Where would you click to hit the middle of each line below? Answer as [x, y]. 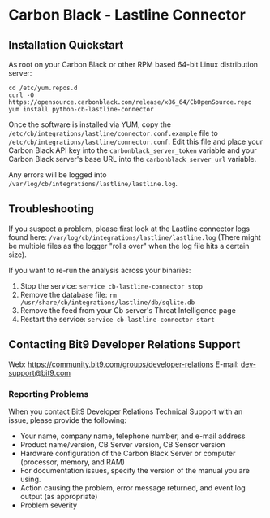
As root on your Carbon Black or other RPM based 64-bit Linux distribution [133, 64]
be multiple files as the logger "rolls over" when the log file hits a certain [129, 246]
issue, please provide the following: [68, 420]
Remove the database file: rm [69, 294]
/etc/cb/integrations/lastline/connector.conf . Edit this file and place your [136, 141]
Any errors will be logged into [58, 175]
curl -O [21, 95]
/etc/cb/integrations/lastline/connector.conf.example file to [114, 133]
